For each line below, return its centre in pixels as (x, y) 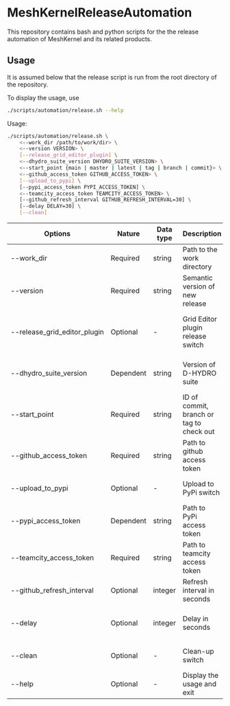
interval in (198, 590)
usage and (200, 684)
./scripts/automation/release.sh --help (66, 110)
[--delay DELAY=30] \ (50, 206)
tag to (192, 423)
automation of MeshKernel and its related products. (80, 38)
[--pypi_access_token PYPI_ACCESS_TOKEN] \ (82, 187)
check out (199, 432)
